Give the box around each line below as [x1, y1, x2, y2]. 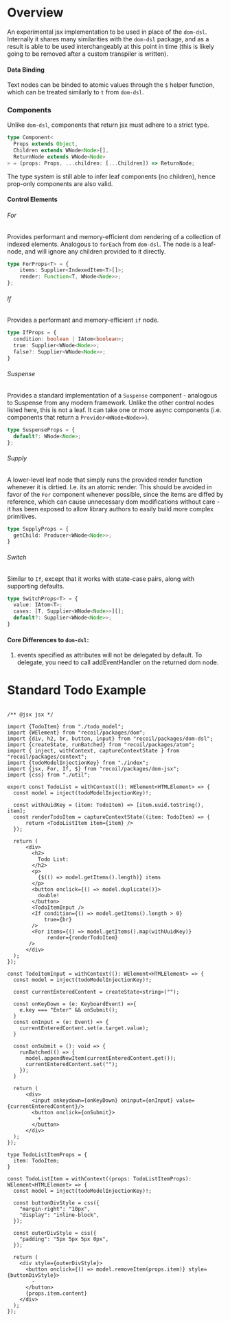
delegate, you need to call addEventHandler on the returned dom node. [16, 658, 219, 666]
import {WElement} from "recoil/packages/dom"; [7, 729, 146, 737]
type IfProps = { [7, 329, 57, 336]
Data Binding [7, 65, 45, 74]
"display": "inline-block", [19, 1211, 100, 1219]
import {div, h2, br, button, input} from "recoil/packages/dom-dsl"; [7, 735, 214, 742]
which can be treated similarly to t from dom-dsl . [7, 88, 144, 96]
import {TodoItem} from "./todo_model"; [7, 724, 125, 730]
